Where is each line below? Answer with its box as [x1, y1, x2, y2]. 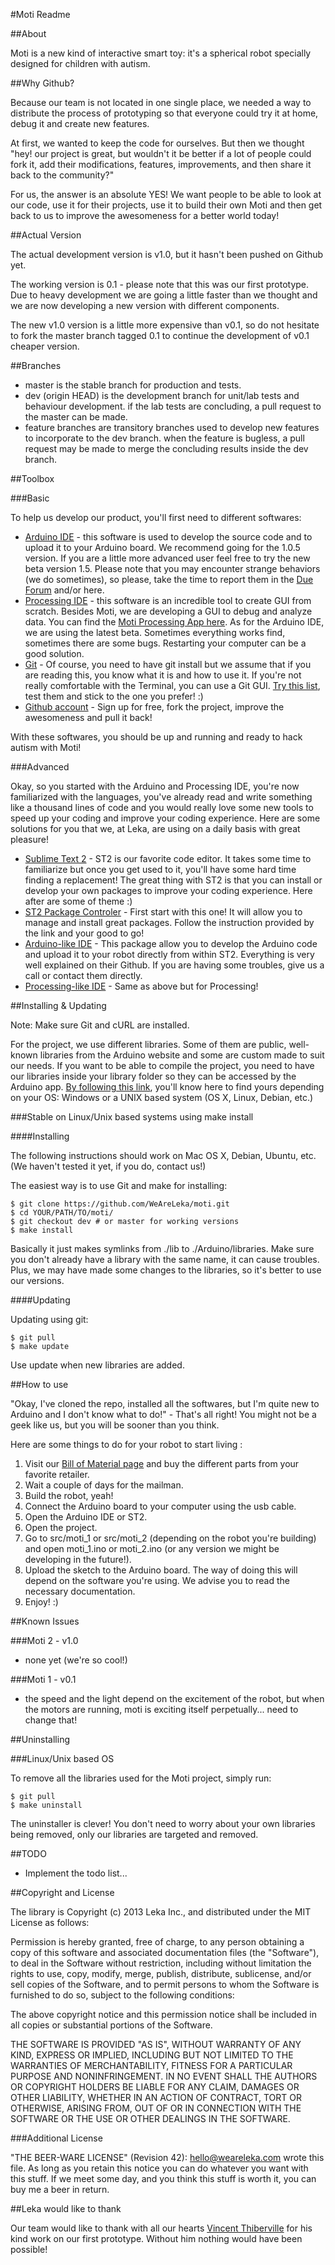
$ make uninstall [10, 1800, 83, 1810]
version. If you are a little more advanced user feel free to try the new [24, 552, 311, 564]
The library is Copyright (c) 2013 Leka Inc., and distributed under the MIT [10, 1906, 312, 1918]
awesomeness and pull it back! [24, 712, 153, 723]
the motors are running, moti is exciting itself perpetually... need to [24, 1704, 299, 1715]
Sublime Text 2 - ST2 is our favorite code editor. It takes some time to [24, 853, 312, 864]
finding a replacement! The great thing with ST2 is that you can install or [24, 874, 323, 886]
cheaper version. [10, 340, 80, 352]
